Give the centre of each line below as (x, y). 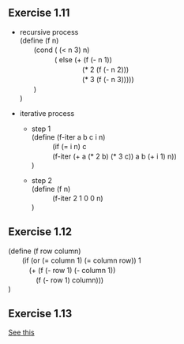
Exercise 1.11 (39, 13)
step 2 (42, 180)
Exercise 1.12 (40, 232)
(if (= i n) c (69, 146)
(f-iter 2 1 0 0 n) (78, 198)
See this (21, 333)
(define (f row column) (45, 251)
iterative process (47, 113)
